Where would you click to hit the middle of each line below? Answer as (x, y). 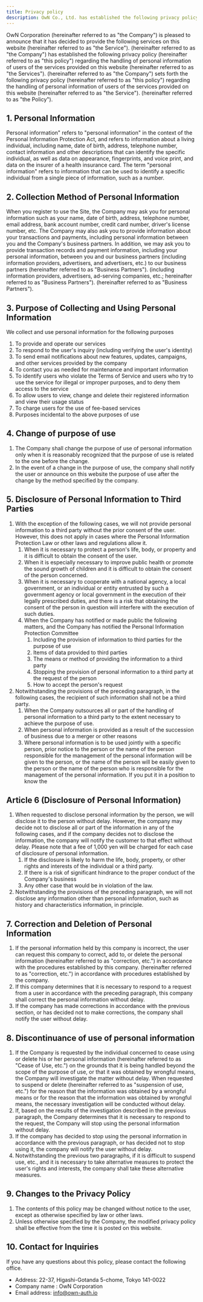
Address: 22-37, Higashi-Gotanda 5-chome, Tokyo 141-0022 (90, 1280)
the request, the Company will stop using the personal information (97, 1123)
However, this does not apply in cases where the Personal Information (102, 536)
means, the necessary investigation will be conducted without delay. (100, 1104)
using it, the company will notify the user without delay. (84, 1149)
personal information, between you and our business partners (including (96, 257)
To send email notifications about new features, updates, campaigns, (101, 356)
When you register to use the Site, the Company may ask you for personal (98, 212)
